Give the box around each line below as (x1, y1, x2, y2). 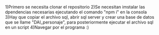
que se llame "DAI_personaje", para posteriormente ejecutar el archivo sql (5, 19, 154, 25)
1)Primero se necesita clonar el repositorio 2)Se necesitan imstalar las (5, 4, 145, 10)
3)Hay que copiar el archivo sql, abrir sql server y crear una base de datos (5, 14, 155, 20)
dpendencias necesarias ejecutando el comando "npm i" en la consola (5, 9, 147, 15)
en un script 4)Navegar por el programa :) (5, 24, 89, 30)
